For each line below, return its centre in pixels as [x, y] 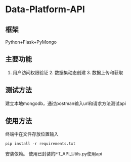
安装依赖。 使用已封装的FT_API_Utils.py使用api [54, 154]
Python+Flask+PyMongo [31, 42]
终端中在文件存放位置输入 [32, 134]
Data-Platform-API [45, 9]
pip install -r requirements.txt [40, 144]
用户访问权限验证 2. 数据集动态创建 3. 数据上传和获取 [68, 72]
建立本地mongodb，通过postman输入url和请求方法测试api [66, 103]
